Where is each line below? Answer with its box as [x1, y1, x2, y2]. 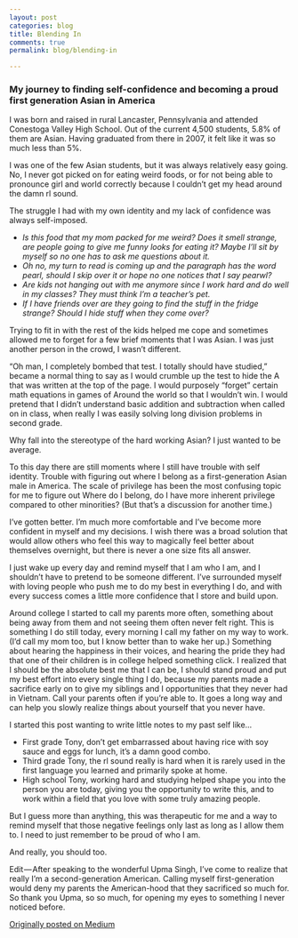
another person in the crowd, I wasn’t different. [9, 344, 181, 355]
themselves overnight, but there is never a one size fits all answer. [9, 545, 252, 556]
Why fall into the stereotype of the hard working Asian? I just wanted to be [9, 435, 281, 445]
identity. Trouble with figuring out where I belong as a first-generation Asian [9, 471, 287, 482]
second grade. [9, 418, 63, 429]
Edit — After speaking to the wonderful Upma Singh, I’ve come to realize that [9, 864, 288, 875]
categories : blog [9, 21, 74, 30]
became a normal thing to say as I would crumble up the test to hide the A [9, 371, 280, 381]
